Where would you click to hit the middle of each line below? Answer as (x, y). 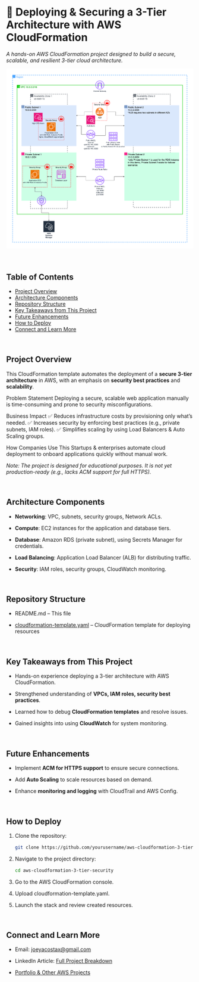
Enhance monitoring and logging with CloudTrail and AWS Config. (96, 791)
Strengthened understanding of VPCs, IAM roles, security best (92, 694)
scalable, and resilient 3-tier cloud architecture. (64, 60)
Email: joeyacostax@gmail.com (53, 949)
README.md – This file (43, 614)
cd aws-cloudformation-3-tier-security (64, 870)
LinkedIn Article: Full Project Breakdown (64, 961)
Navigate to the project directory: (55, 859)
